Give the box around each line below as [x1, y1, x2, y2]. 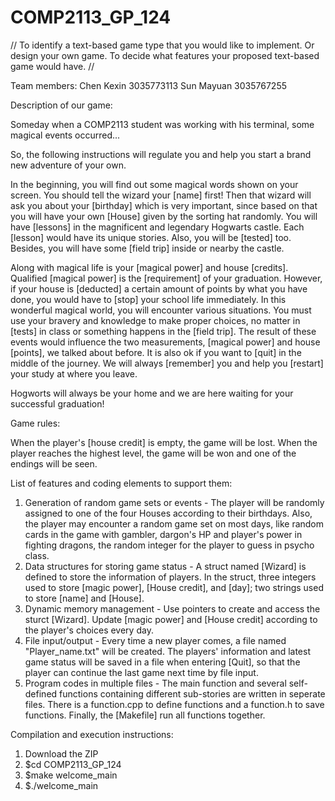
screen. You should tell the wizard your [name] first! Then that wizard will [10, 189, 312, 201]
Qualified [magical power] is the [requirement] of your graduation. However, [10, 272, 323, 284]
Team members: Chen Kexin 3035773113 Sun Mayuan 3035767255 [10, 79, 287, 91]
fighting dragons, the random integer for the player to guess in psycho [24, 539, 315, 551]
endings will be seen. [10, 457, 98, 470]
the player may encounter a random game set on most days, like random [24, 517, 325, 530]
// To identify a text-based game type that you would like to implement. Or [10, 39, 315, 51]
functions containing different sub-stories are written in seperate [59, 687, 326, 700]
